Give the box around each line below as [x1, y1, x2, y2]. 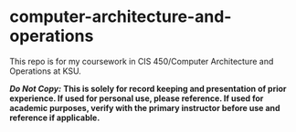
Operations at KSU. [9, 66, 82, 76]
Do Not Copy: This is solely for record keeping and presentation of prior [9, 83, 287, 94]
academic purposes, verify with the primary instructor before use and [9, 102, 280, 113]
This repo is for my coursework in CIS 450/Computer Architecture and [9, 56, 274, 66]
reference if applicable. [9, 112, 100, 123]
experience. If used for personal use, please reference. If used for [9, 93, 264, 104]
